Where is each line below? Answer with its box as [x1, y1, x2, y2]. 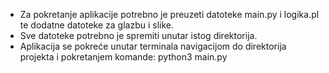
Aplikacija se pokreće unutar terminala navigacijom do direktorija [19, 40, 287, 52]
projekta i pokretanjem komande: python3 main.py [19, 51, 228, 63]
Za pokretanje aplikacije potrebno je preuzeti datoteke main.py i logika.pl [19, 9, 320, 20]
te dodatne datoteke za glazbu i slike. [19, 19, 174, 31]
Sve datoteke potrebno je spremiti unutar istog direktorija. [19, 30, 258, 41]
